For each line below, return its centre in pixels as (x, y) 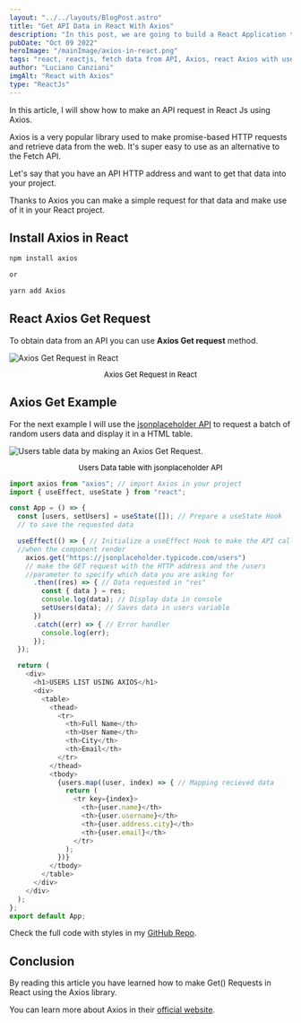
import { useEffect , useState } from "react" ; (98, 492)
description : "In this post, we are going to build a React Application (148, 34)
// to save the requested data (76, 525)
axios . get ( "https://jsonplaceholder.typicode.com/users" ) (136, 557)
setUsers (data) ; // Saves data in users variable (136, 608)
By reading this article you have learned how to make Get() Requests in (140, 983)
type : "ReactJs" (39, 84)
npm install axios (43, 258)
